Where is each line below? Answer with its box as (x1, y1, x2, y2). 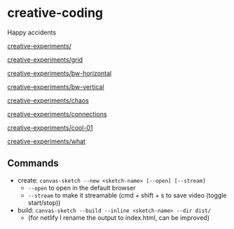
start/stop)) (27, 198, 61, 207)
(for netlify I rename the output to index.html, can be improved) (27, 213, 210, 222)
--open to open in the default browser (27, 183, 137, 192)
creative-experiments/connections (7, 110, 107, 118)
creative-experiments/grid (7, 55, 83, 64)
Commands (7, 157, 60, 169)
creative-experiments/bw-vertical (7, 82, 104, 91)
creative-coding (7, 5, 104, 21)
